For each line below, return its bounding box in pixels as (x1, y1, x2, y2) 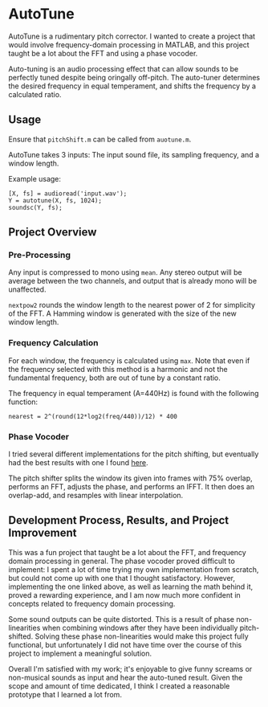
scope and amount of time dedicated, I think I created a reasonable (8, 680, 230, 691)
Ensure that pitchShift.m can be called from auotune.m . (8, 134, 192, 144)
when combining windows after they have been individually (42, 623, 238, 632)
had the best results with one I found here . (8, 458, 148, 468)
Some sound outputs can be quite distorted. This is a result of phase (8, 614, 235, 623)
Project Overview (8, 226, 97, 239)
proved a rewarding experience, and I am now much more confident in (8, 590, 241, 599)
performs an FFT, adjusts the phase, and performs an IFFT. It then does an (8, 482, 255, 492)
